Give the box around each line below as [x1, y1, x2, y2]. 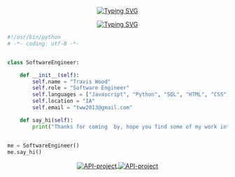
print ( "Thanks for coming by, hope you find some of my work [32, 123, 218, 130]
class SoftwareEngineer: [7, 59, 80, 66]
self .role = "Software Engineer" [32, 85, 130, 92]
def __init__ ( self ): [20, 71, 80, 78]
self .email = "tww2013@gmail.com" [32, 104, 133, 111]
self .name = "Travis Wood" [32, 78, 111, 85]
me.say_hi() [7, 148, 42, 155]
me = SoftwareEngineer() [7, 142, 80, 149]
